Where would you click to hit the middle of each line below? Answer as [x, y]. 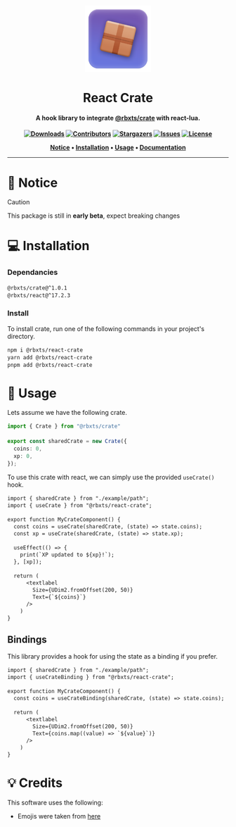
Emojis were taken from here [59, 816]
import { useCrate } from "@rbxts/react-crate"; [80, 505]
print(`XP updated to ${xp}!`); [67, 554]
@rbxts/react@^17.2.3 [39, 295]
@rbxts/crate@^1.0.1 [38, 288]
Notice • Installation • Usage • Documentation [118, 148]
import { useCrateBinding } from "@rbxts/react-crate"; [91, 678]
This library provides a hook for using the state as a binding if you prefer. [112, 657]
